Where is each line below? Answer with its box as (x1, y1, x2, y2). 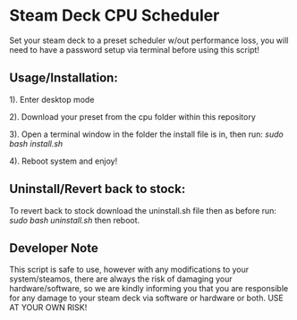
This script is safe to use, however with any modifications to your (9, 265, 250, 275)
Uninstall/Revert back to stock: (9, 181, 186, 197)
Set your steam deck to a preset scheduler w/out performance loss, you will (9, 35, 289, 46)
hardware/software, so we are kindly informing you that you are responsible (9, 283, 289, 294)
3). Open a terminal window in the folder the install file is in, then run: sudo (9, 129, 284, 139)
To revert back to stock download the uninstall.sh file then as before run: (9, 205, 277, 215)
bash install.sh (9, 138, 64, 148)
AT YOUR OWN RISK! (9, 302, 88, 313)
